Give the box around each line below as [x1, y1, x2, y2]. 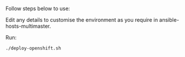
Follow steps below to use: [5, 5, 70, 12]
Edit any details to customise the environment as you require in [5, 16, 158, 23]
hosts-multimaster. [5, 23, 51, 29]
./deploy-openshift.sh [5, 45, 61, 51]
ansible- [159, 16, 179, 23]
